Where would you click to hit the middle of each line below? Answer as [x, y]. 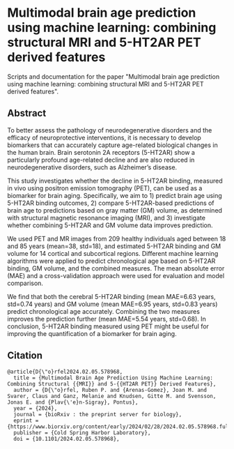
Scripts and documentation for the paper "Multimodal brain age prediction [114, 76]
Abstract [27, 113]
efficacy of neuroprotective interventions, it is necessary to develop [104, 137]
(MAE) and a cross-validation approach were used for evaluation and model [116, 275]
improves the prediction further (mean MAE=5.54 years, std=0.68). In [107, 319]
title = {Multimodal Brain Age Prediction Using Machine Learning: [114, 378]
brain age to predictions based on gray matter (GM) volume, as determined [115, 210]
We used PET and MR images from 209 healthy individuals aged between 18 [117, 238]
